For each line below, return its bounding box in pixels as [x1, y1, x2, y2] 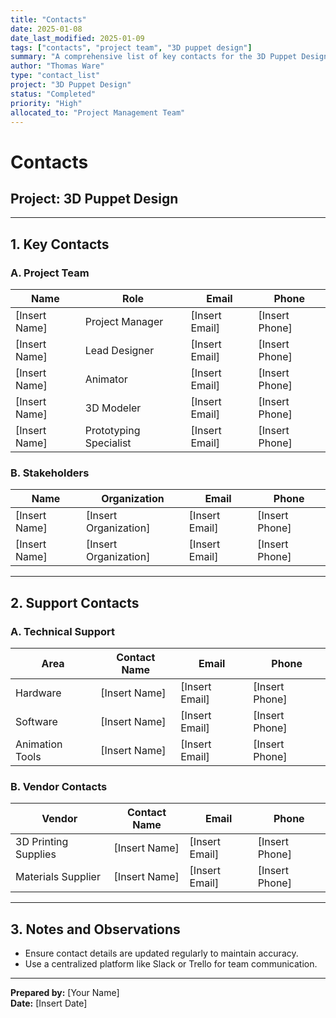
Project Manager [84, 315, 164, 329]
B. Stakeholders [10, 466, 90, 480]
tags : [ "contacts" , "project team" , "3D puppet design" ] [10, 42, 253, 53]
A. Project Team [10, 266, 90, 280]
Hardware [15, 686, 62, 700]
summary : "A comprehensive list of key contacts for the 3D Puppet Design [10, 52, 329, 62]
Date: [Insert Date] [10, 997, 88, 1010]
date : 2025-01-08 [10, 24, 83, 34]
